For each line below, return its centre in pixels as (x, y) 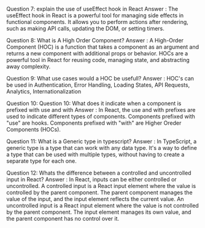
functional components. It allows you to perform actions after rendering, (97, 22)
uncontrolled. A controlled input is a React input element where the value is (101, 186)
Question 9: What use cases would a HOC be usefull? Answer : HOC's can (100, 78)
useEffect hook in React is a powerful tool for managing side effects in (95, 15)
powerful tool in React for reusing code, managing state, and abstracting (98, 60)
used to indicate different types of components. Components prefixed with (101, 116)
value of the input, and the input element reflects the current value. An (95, 199)
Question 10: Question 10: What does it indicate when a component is (94, 103)
